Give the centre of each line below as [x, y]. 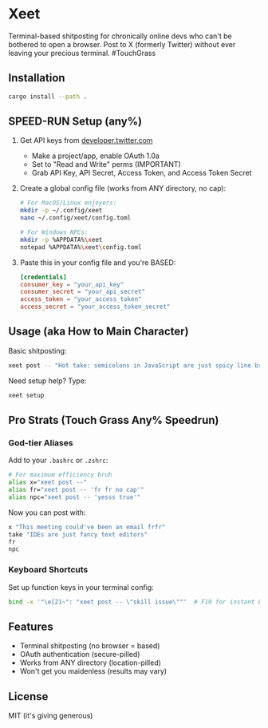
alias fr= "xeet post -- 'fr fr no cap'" [77, 490]
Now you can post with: [47, 512]
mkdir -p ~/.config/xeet [61, 211]
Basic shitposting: [37, 350]
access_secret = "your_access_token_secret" [95, 307]
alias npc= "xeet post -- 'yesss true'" [75, 497]
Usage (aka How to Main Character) [99, 332]
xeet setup [26, 395]
